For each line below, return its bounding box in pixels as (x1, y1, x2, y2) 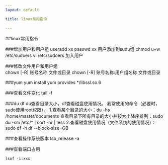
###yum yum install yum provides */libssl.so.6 (5, 79, 102, 86)
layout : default (5, 7, 39, 13)
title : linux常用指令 (5, 16, 48, 22)
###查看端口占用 (5, 146, 40, 152)
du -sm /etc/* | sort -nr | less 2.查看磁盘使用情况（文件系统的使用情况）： (5, 119, 156, 125)
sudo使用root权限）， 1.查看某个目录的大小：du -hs (5, 107, 110, 113)
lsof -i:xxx (5, 156, 30, 161)
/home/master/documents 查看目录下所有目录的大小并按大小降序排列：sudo (5, 113, 163, 119)
